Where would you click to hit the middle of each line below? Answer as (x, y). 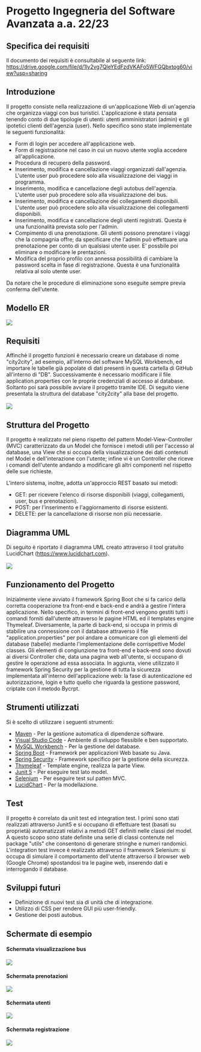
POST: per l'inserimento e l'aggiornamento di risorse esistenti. (91, 507)
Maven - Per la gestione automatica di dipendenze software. (90, 733)
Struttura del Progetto (48, 425)
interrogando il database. (37, 869)
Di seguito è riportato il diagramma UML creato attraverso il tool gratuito (95, 547)
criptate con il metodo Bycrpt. (43, 688)
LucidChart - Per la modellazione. (56, 784)
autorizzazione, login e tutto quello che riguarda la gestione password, (93, 682)
